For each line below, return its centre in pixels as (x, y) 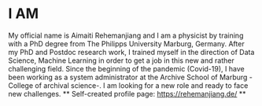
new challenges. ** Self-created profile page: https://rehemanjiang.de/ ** (127, 93)
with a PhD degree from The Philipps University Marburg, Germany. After (127, 43)
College (21, 85)
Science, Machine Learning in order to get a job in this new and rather (121, 60)
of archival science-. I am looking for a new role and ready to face (142, 85)
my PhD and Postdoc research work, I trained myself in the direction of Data (131, 52)
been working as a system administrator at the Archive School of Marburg (128, 77)
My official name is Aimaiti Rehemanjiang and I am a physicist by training (126, 35)
